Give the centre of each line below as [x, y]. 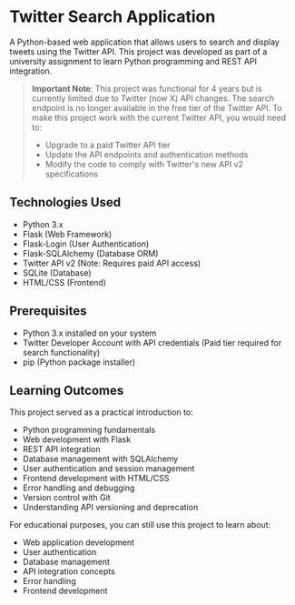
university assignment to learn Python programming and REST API [133, 61]
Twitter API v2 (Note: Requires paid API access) [112, 263]
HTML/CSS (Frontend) [64, 282]
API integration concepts [69, 571]
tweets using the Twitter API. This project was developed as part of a [138, 51]
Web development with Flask [77, 439]
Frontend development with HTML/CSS [96, 479]
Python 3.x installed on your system [89, 333]
